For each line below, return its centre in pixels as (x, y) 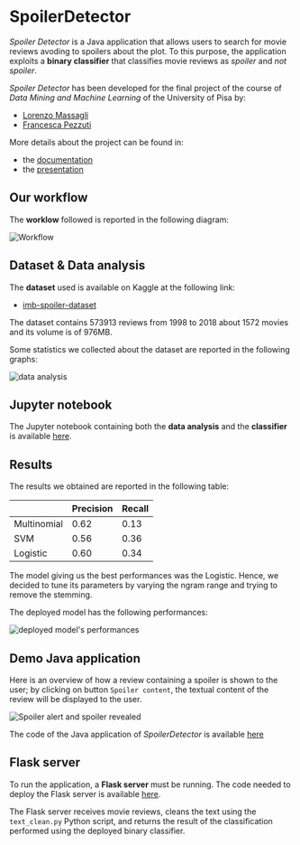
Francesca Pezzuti (57, 125)
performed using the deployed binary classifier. (97, 831)
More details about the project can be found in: (96, 142)
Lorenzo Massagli (55, 115)
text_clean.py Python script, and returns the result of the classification (141, 821)
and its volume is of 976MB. (61, 332)
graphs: (23, 359)
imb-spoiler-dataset (59, 305)
